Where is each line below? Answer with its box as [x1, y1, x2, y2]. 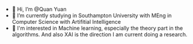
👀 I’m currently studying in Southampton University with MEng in [11, 12, 172, 19]
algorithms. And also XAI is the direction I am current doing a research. [11, 31, 188, 38]
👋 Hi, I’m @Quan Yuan [11, 6, 67, 12]
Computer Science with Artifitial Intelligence [11, 18, 121, 25]
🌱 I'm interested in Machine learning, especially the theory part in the [11, 24, 183, 32]
